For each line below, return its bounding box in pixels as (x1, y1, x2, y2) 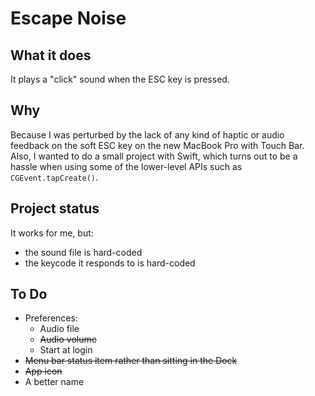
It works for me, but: (10, 227, 94, 239)
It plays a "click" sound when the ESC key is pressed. (10, 73, 230, 85)
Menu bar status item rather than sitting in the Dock (24, 355, 238, 367)
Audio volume (39, 333, 97, 346)
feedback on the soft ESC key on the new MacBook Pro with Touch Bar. (10, 139, 305, 151)
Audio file (39, 323, 80, 335)
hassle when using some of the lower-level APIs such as (10, 160, 243, 172)
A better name (24, 376, 85, 388)
